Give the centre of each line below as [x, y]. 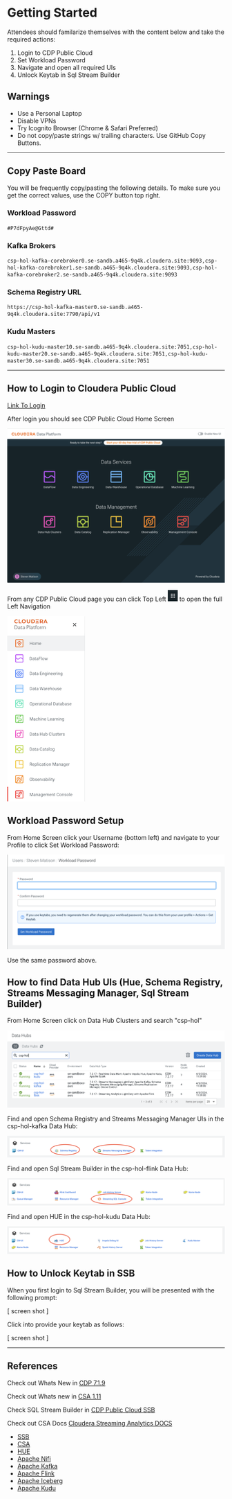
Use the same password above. [52, 961]
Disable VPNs [37, 121]
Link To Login [27, 405]
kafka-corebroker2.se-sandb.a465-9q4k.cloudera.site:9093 [92, 275]
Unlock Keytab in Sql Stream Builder [69, 75]
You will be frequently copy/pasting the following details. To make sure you [114, 188]
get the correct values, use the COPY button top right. [84, 195]
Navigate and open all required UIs [66, 67]
